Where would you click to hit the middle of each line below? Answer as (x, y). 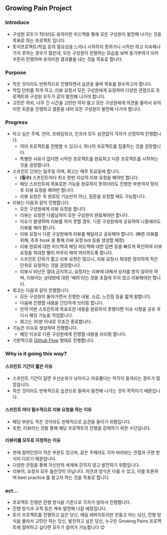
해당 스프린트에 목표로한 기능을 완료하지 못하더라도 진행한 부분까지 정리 (89, 184)
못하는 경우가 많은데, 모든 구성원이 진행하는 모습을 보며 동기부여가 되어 (90, 53)
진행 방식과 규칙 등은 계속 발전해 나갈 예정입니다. (60, 508)
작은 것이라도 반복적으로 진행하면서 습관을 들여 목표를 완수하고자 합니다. (82, 84)
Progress (16, 122)
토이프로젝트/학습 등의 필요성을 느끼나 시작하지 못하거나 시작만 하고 (78, 47)
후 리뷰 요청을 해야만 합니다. (47, 190)
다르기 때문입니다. (39, 458)
